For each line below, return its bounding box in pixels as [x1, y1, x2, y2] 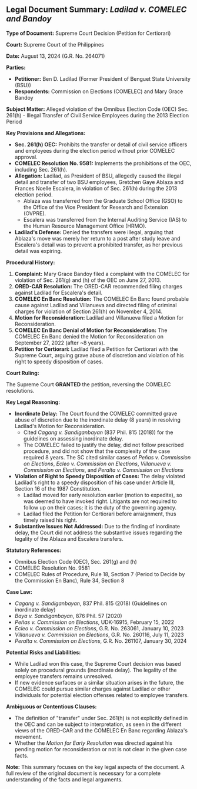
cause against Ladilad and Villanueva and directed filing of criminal [14, 301, 177, 308]
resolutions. [6, 387, 35, 394]
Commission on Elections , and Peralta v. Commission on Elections [23, 466, 184, 474]
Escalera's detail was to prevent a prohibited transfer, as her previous [14, 241, 183, 248]
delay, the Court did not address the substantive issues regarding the [14, 529, 182, 536]
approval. [14, 153, 38, 160]
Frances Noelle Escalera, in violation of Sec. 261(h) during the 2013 [14, 185, 178, 192]
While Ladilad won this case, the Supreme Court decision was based [14, 660, 181, 667]
